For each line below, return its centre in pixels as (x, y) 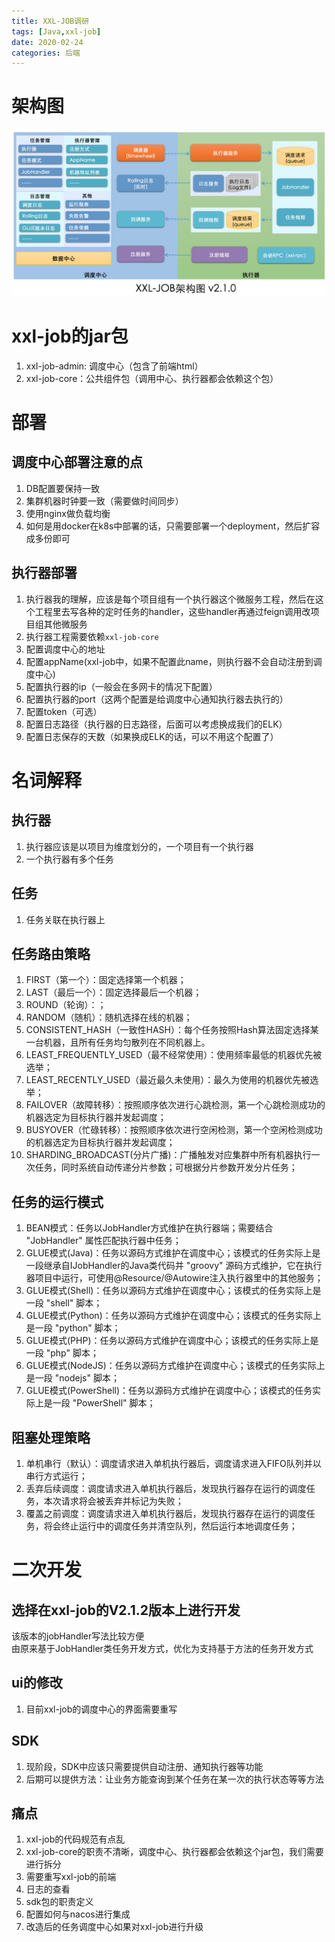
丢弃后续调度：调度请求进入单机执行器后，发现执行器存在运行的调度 (166, 1488)
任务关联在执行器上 (65, 919)
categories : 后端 (46, 53)
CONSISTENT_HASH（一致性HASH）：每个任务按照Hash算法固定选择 (168, 1030)
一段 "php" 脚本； (62, 1353)
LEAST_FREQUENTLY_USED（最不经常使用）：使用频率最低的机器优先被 (174, 1055)
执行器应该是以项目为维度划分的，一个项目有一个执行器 (139, 846)
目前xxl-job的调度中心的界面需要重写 (101, 1709)
